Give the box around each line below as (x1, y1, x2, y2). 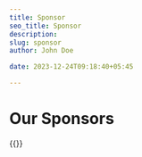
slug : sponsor (9, 37, 63, 47)
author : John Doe (9, 46, 74, 55)
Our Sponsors (9, 109, 114, 129)
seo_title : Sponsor (9, 21, 82, 30)
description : (9, 29, 58, 38)
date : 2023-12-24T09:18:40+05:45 (9, 62, 134, 71)
